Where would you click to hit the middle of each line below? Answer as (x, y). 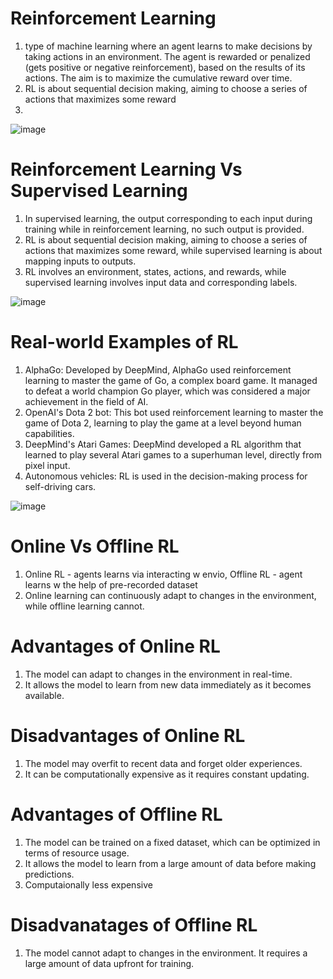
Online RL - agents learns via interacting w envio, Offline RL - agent (163, 574)
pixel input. (47, 465)
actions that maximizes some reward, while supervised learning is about (173, 250)
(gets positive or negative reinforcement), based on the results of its (165, 67)
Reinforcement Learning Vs (126, 169)
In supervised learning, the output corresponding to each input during (168, 218)
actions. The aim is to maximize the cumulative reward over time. (158, 78)
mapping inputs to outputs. (80, 261)
